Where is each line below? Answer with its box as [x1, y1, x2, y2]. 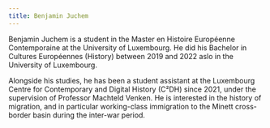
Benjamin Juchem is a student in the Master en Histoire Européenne [8, 34, 235, 44]
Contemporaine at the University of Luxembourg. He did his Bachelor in [8, 42, 247, 53]
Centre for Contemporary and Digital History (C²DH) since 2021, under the [8, 84, 257, 94]
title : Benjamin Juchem [8, 11, 89, 20]
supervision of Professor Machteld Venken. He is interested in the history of [8, 92, 262, 102]
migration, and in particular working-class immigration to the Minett [8, 101, 234, 111]
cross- [234, 101, 257, 111]
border [8, 110, 32, 120]
